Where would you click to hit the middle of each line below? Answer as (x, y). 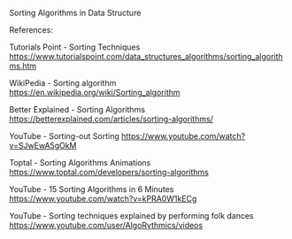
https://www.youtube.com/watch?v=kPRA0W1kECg (103, 199)
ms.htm (23, 66)
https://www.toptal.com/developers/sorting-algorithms (109, 172)
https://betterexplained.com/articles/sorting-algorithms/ (111, 119)
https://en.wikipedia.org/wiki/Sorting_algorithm (95, 93)
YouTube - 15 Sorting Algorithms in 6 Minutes (92, 189)
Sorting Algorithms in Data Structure (75, 13)
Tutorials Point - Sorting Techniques (75, 47)
